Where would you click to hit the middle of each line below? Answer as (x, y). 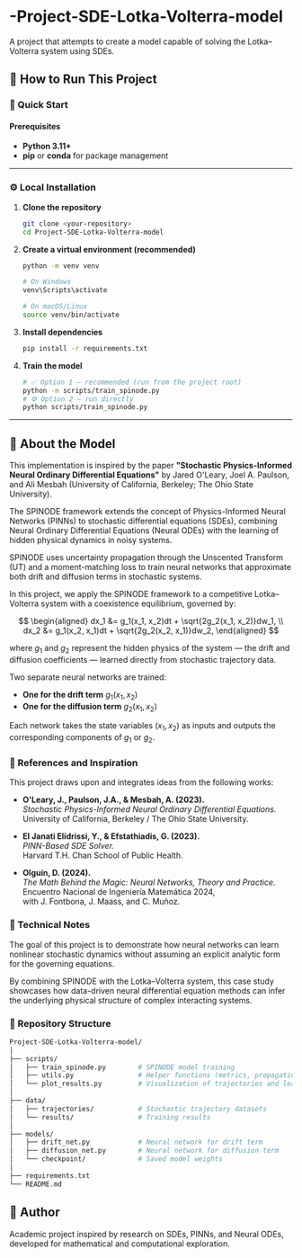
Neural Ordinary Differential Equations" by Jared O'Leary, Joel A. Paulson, (150, 475)
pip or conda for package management (95, 156)
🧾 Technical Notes (50, 925)
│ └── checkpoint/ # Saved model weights (116, 1159)
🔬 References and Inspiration (74, 763)
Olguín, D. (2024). (57, 873)
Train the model (52, 365)
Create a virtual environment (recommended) (109, 249)
